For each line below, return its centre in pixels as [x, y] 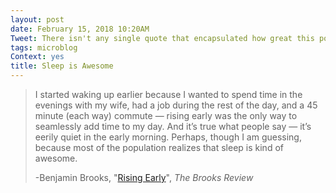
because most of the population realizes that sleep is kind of [159, 147]
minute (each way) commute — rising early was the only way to [166, 115]
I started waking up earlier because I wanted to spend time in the [168, 94]
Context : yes [37, 57]
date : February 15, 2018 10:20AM [80, 29]
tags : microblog [44, 47]
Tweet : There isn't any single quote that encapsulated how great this [162, 38]
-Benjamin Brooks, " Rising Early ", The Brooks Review [144, 177]
